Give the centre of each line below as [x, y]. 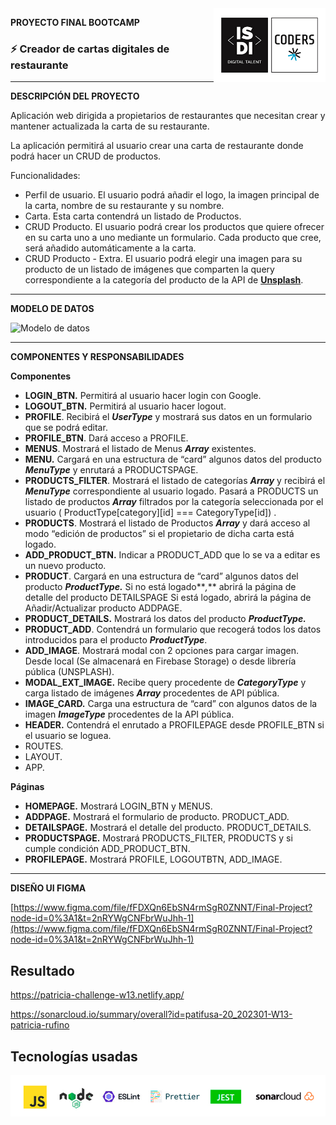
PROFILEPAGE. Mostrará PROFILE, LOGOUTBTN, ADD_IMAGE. [153, 859]
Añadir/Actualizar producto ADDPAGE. [103, 608]
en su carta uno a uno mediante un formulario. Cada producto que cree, [173, 238]
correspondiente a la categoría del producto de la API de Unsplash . [164, 280]
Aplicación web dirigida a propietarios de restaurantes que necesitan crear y [168, 116]
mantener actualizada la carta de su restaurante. [110, 126]
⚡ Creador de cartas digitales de [90, 49]
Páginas [27, 787]
